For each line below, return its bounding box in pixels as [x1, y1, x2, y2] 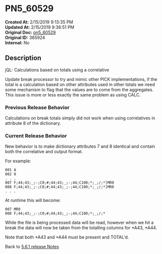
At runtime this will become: [5, 197, 61, 203]
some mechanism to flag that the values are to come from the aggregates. [5, 86, 154, 93]
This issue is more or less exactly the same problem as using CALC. [5, 92, 141, 98]
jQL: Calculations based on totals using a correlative [5, 67, 109, 73]
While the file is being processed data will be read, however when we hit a [5, 220, 154, 226]
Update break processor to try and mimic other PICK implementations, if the [5, 76, 157, 82]
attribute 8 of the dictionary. [5, 120, 61, 126]
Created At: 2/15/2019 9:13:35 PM [5, 19, 73, 25]
